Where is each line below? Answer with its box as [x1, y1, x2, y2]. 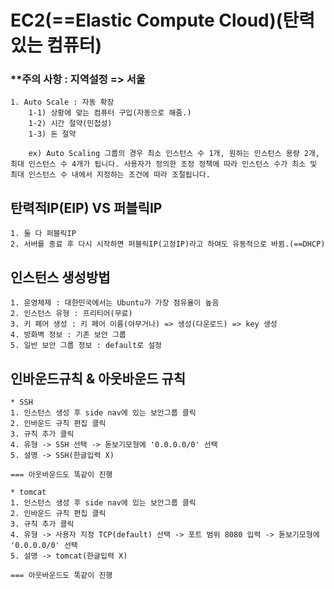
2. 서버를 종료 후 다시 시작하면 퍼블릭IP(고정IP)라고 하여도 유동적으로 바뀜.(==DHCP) [10, 239, 326, 250]
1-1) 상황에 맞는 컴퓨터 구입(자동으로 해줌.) [28, 108, 192, 118]
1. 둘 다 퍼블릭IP [10, 229, 77, 239]
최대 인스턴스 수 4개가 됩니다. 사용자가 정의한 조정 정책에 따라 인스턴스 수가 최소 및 [10, 159, 318, 170]
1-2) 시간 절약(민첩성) [28, 119, 113, 129]
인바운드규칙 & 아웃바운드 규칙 [10, 370, 187, 387]
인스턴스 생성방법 [10, 269, 111, 286]
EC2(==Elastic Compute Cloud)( [10, 9, 283, 32]
